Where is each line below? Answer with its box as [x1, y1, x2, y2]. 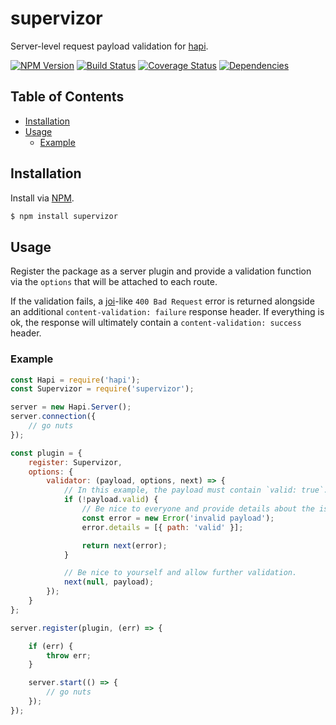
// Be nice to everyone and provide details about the [81, 504, 315, 514]
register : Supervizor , [28, 457, 123, 467]
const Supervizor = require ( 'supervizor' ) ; [10, 384, 195, 394]
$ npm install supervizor [10, 211, 118, 221]
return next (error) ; [81, 540, 168, 551]
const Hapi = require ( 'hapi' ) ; [10, 375, 141, 385]
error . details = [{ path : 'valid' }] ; [81, 522, 244, 532]
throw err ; [46, 650, 92, 661]
